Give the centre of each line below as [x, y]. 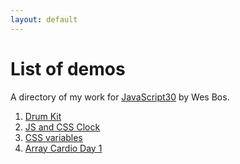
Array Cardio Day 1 [63, 148]
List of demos [68, 68]
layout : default [44, 19]
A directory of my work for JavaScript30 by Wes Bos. [120, 97]
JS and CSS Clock [62, 127]
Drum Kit [43, 116]
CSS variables [53, 137]
